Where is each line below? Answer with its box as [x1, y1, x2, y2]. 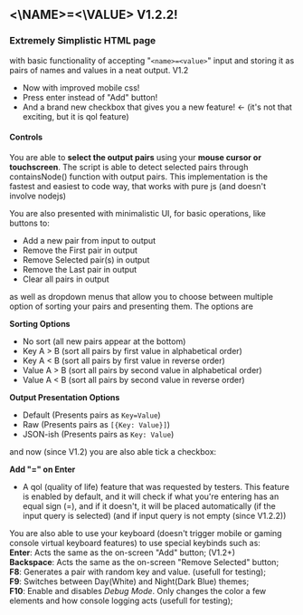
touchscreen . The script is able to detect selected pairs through [9, 161, 249, 172]
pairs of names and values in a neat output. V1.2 [9, 64, 189, 75]
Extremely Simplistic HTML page [9, 34, 156, 47]
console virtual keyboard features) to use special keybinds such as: [9, 537, 260, 548]
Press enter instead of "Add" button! [22, 91, 158, 102]
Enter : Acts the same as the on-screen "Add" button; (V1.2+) [9, 547, 236, 558]
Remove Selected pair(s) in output [22, 254, 150, 265]
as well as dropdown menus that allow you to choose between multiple [9, 291, 274, 302]
